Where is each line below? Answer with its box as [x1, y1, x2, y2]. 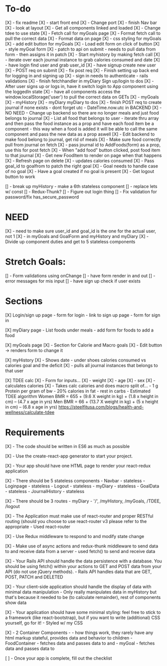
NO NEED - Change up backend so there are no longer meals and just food [5, 109, 159, 115]
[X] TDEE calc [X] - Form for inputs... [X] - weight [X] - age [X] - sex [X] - [5, 377, 156, 383]
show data [5, 599, 27, 605]
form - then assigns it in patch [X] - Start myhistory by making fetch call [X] [5, 51, 161, 57]
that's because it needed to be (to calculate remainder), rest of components [5, 594, 161, 600]
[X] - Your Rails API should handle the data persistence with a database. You [5, 558, 162, 564]
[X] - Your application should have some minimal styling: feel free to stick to [5, 609, 161, 615]
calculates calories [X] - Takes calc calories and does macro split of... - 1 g [5, 382, 159, 388]
